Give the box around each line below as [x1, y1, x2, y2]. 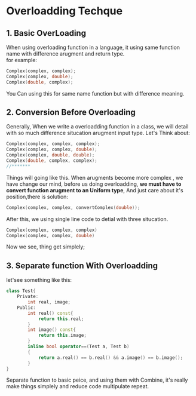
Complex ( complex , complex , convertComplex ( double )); [6, 204, 140, 210]
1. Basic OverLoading [6, 28, 87, 38]
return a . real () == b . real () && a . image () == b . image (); [38, 354, 183, 361]
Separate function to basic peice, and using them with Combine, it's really [6, 376, 188, 383]
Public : [17, 305, 36, 311]
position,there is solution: [6, 193, 69, 200]
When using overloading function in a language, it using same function [6, 44, 180, 51]
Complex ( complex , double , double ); [6, 152, 95, 158]
